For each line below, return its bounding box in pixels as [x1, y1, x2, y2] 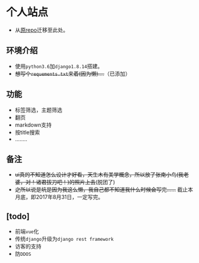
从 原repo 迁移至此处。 [14, 26, 69, 33]
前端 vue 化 [14, 228, 39, 235]
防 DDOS [14, 250, 32, 258]
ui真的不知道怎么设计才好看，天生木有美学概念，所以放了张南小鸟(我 [14, 171, 184, 178]
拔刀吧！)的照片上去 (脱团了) [46, 179, 115, 186]
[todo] [6, 211, 30, 221]
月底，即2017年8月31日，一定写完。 [14, 194, 103, 201]
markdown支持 [14, 121, 52, 129]
